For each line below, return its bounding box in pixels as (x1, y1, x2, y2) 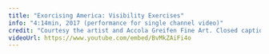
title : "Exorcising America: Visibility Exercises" (8, 11, 184, 20)
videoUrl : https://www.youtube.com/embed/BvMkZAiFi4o (8, 33, 192, 42)
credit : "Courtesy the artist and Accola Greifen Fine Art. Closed (8, 26, 239, 34)
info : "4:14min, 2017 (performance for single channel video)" (8, 19, 224, 27)
